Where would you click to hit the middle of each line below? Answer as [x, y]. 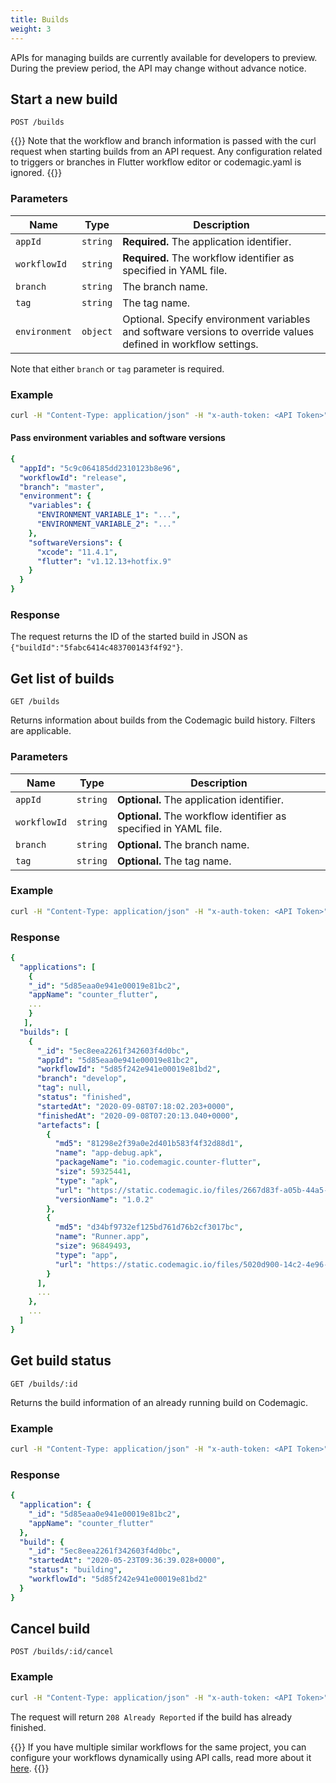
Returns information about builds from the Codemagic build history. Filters [163, 720]
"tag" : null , [64, 1088]
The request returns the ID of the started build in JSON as [129, 637]
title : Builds [40, 19]
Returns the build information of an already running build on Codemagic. [159, 1402]
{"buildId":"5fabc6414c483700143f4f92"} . [97, 647]
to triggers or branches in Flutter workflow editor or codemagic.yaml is [156, 162]
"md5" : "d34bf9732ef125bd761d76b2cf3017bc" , [149, 1227]
